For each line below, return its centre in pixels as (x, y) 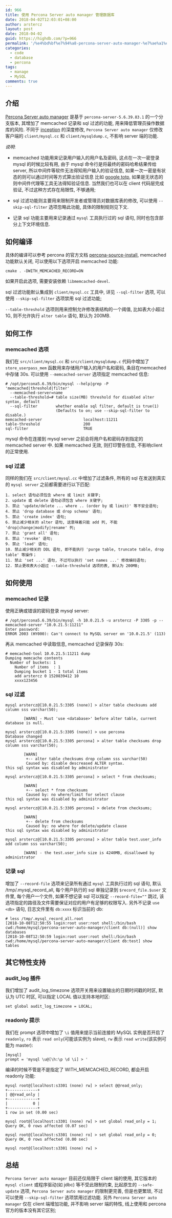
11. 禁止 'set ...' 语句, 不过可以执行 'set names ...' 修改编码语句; (76, 561)
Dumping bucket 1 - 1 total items (51, 672)
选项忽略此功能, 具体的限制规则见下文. (89, 207)
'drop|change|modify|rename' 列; (40, 528)
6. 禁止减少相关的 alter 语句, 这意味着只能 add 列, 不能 (61, 522)
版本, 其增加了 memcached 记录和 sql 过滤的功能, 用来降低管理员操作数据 (87, 123)
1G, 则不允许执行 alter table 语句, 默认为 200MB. (58, 316)
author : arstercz (24, 24)
